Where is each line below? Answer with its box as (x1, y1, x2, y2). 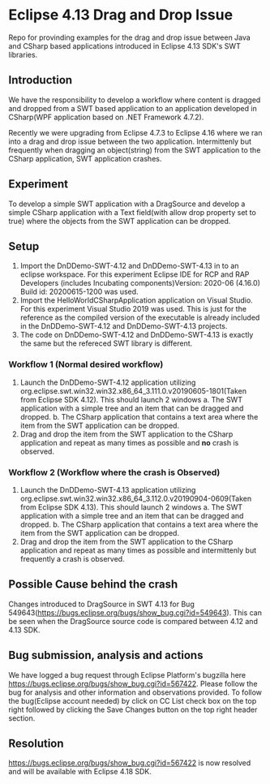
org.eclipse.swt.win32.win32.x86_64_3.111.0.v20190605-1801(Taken (19, 386, 247, 395)
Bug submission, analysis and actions (8, 648, 204, 662)
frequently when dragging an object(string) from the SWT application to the (8, 144, 261, 155)
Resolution (8, 736, 64, 750)
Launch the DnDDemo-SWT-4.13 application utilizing (19, 485, 196, 494)
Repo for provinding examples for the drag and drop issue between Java (8, 32, 251, 42)
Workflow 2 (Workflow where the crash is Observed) (8, 467, 221, 478)
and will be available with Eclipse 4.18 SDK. (8, 767, 152, 777)
